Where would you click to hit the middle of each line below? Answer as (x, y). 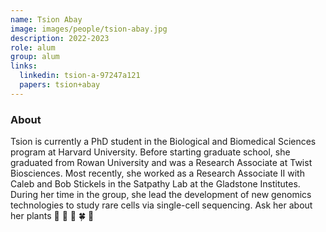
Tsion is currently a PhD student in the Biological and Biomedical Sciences (163, 142)
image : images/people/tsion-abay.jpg (89, 29)
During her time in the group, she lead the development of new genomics (161, 195)
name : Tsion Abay (46, 19)
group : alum (35, 57)
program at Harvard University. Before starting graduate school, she (150, 152)
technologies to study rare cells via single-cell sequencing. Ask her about (161, 205)
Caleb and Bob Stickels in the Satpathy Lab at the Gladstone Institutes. (155, 184)
